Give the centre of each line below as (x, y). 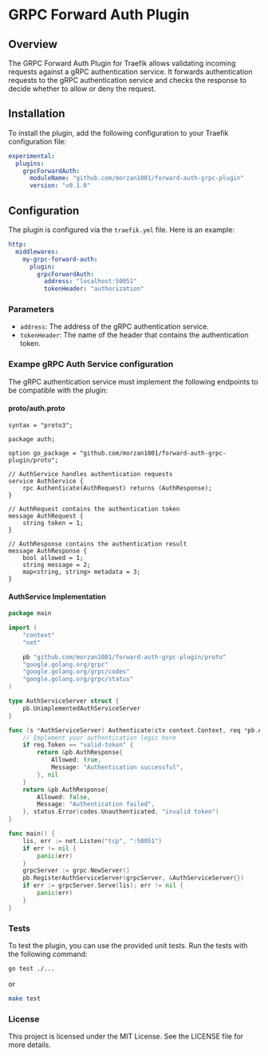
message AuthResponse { (48, 551)
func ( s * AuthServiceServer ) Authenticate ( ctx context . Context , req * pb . (134, 730)
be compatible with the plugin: (58, 390)
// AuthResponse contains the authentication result (98, 544)
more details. (30, 1044)
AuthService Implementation (57, 597)
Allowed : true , (76, 760)
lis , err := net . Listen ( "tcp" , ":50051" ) (92, 841)
